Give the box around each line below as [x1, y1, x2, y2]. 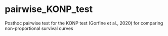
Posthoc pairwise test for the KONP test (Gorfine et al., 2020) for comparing [5, 20, 163, 26]
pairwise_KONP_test [5, 3, 93, 15]
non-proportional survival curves [5, 25, 73, 31]
